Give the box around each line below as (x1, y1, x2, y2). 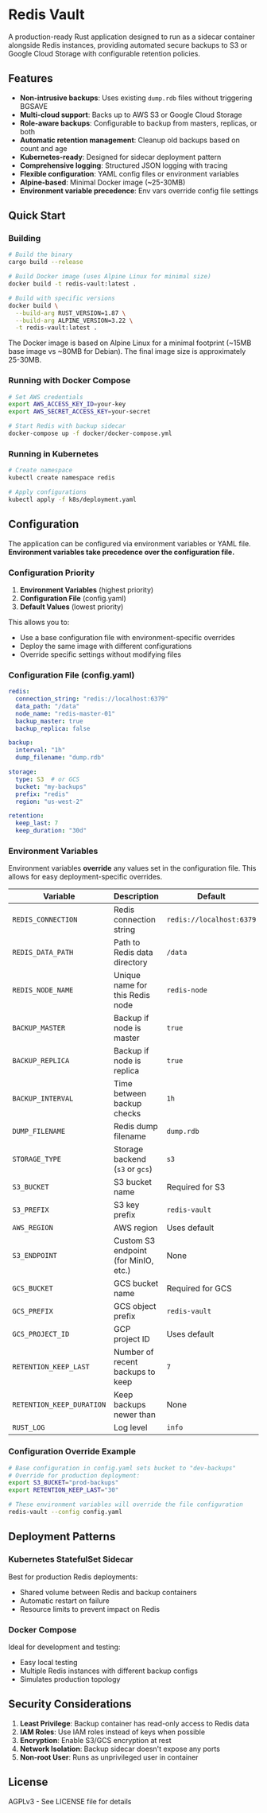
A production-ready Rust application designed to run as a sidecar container (8, 32, 256, 41)
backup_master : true (15, 717, 83, 725)
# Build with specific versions (8, 294, 115, 302)
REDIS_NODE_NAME (12, 986, 74, 995)
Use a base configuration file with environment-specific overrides (19, 632, 236, 642)
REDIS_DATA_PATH (12, 948, 74, 957)
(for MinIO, (114, 1255, 154, 1266)
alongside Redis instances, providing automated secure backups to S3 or (8, 40, 248, 49)
